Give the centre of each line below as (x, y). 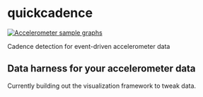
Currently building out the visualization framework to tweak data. (102, 86)
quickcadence (50, 13)
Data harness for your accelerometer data (101, 69)
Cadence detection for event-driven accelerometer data (89, 46)
